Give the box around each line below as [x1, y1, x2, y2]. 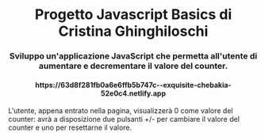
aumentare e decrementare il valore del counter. [38, 61, 229, 72]
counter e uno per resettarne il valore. [8, 123, 132, 132]
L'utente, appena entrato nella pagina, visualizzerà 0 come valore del [8, 106, 233, 115]
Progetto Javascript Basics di [34, 6, 232, 24]
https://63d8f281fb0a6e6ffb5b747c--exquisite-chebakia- [35, 80, 232, 89]
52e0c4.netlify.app [100, 89, 167, 98]
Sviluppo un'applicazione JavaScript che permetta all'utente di [9, 51, 258, 62]
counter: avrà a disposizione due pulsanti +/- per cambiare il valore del [8, 115, 240, 124]
